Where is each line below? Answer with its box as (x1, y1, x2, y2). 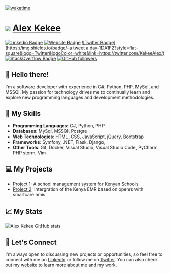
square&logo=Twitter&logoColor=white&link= (5, 50, 100, 56)
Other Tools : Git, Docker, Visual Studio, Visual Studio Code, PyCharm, (12, 144, 159, 150)
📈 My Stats (5, 207, 43, 216)
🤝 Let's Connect (5, 237, 57, 246)
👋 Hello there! (5, 70, 49, 79)
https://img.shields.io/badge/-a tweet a (7, 45, 89, 51)
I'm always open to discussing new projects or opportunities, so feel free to (5, 251, 163, 257)
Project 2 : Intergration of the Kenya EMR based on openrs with (12, 186, 144, 192)
